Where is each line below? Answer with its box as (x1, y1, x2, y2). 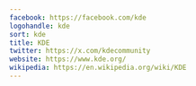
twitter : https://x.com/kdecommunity (9, 47, 151, 56)
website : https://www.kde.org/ (9, 55, 127, 64)
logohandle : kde (9, 21, 70, 30)
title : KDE (9, 38, 50, 47)
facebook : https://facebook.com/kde (9, 13, 147, 22)
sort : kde (9, 30, 47, 39)
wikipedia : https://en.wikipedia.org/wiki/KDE (9, 64, 187, 73)
